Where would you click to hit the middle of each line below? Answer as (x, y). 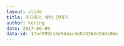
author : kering (26, 23)
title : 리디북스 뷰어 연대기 (37, 17)
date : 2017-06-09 (28, 28)
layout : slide (24, 12)
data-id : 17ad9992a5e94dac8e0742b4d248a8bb (62, 34)
